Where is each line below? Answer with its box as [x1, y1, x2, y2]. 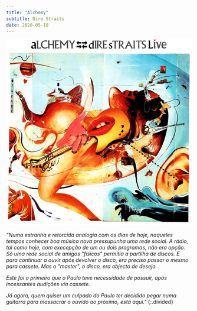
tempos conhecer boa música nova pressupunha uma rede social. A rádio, [6, 238, 189, 245]
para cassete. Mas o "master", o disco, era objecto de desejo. [6, 263, 157, 270]
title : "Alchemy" [6, 9, 49, 15]
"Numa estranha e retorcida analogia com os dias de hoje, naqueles [6, 231, 173, 239]
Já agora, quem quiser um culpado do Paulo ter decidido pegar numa [6, 292, 177, 299]
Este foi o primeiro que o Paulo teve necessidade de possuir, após [6, 274, 167, 281]
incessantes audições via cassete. [6, 281, 90, 288]
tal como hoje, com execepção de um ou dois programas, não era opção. [6, 244, 186, 251]
